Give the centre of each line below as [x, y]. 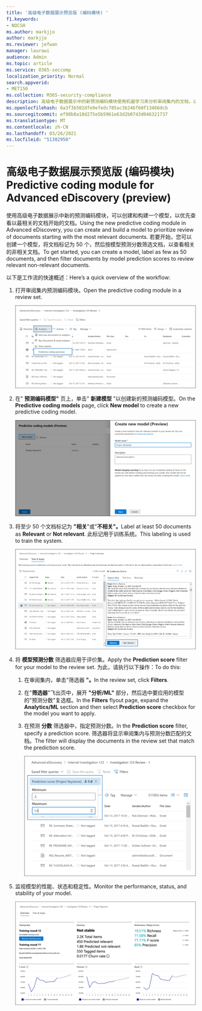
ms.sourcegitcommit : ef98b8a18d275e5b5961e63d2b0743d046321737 [87, 114]
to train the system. [39, 540]
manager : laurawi [28, 51]
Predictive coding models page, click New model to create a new [97, 405]
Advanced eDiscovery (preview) [89, 198]
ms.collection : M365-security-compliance [59, 95]
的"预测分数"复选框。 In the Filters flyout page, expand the [96, 700]
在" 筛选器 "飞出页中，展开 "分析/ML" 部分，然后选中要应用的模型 [104, 693]
